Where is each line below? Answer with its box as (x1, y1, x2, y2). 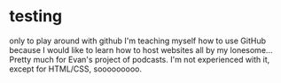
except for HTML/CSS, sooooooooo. (9, 64, 142, 74)
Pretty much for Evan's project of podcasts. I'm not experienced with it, (9, 54, 270, 64)
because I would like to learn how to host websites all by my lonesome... (9, 44, 273, 55)
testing (9, 6, 63, 26)
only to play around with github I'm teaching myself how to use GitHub (9, 35, 266, 46)
